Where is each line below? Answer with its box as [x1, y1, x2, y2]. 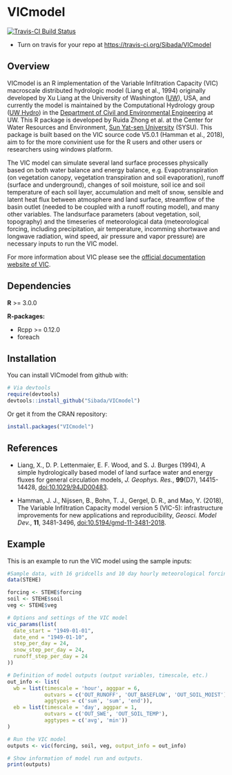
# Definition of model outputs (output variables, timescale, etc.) [7, 672, 209, 679]
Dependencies [7, 280, 71, 292]
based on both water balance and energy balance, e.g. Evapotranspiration [7, 165, 219, 174]
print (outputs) [7, 761, 51, 768]
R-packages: [7, 312, 46, 320]
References [7, 442, 58, 454]
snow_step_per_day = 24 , [13, 646, 85, 654]
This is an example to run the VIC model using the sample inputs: [7, 556, 192, 565]
